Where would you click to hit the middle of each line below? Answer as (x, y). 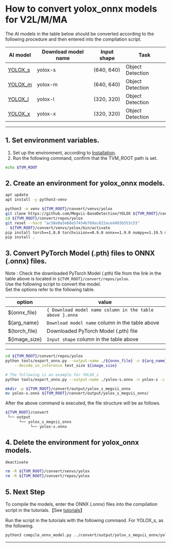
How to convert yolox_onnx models (81, 9)
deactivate (17, 462)
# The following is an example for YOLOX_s (52, 374)
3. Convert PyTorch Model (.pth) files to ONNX (80, 253)
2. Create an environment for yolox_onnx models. (85, 183)
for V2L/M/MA (36, 20)
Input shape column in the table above (93, 339)
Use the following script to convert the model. (53, 284)
